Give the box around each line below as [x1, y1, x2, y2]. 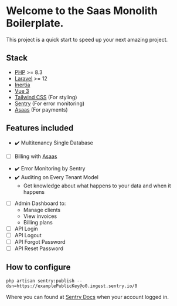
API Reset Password [14, 245, 63, 252]
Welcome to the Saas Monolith [6, 4, 158, 18]
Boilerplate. [6, 16, 64, 30]
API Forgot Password [14, 238, 66, 245]
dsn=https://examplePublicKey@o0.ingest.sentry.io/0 [6, 283, 138, 289]
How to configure [6, 263, 71, 273]
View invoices [23, 213, 57, 220]
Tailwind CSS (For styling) [14, 93, 77, 100]
